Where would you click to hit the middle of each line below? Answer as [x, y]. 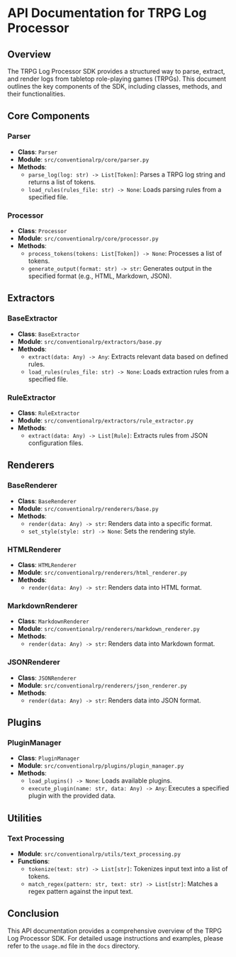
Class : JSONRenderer [47, 678]
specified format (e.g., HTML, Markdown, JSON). [100, 276]
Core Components [49, 116]
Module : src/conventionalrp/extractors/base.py [89, 341]
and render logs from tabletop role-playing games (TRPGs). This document [117, 79]
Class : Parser [38, 152]
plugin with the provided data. [72, 796]
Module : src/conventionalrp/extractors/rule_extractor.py [105, 420]
